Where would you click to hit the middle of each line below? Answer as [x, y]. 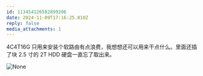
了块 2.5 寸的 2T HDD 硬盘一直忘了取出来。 [61, 55]
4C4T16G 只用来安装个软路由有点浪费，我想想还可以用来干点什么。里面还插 [102, 47]
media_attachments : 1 [34, 29]
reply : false [23, 23]
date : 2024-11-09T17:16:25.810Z [47, 18]
